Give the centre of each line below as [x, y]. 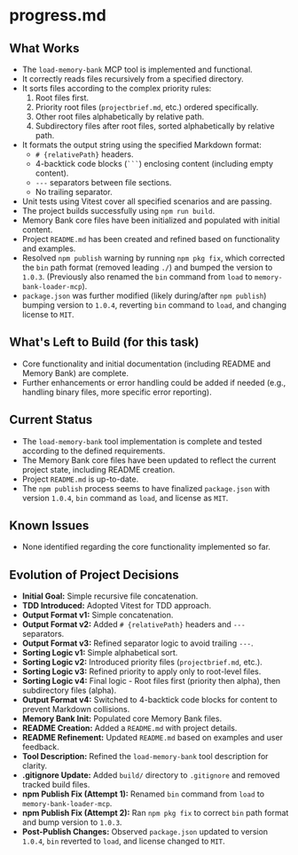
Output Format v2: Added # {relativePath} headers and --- [133, 624]
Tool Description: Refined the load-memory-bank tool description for [145, 757]
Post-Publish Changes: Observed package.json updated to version [145, 832]
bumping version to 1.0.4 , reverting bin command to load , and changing [154, 305]
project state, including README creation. [98, 469]
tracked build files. [56, 785]
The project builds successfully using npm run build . [118, 211]
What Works [44, 48]
